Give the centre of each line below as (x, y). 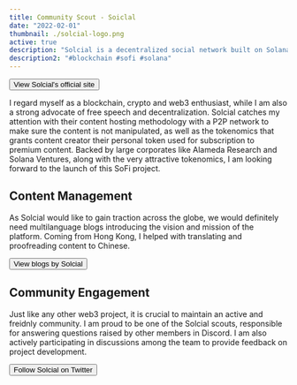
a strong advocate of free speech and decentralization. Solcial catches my (145, 112)
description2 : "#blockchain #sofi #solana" (91, 58)
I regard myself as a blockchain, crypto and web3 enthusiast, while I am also (148, 103)
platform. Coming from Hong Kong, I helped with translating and (126, 236)
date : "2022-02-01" (45, 26)
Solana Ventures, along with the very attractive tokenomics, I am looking (141, 159)
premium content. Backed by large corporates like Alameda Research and (143, 150)
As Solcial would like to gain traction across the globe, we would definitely (144, 217)
